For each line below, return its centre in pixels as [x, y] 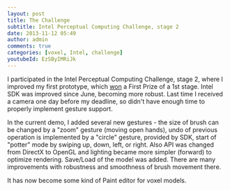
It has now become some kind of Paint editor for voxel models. [97, 180]
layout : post [26, 14]
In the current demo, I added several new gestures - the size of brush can [113, 122]
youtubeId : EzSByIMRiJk [42, 59]
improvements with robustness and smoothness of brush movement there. [114, 167]
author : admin [28, 40]
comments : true [29, 46]
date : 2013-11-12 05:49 [42, 33]
